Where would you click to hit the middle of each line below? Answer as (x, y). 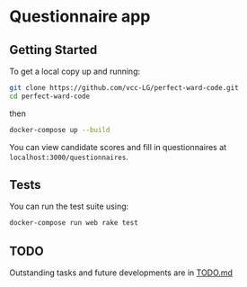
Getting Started (53, 50)
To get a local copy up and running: (75, 71)
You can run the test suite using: (69, 206)
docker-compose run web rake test (74, 223)
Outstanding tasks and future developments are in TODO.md (121, 273)
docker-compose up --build (60, 130)
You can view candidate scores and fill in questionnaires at (118, 147)
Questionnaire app (80, 17)
